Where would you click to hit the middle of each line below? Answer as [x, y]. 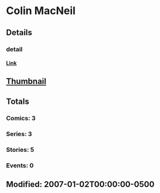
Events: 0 [20, 165]
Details [19, 33]
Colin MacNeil [41, 11]
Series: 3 [19, 134]
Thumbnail [26, 81]
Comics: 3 [21, 118]
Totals [18, 101]
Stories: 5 [20, 150]
